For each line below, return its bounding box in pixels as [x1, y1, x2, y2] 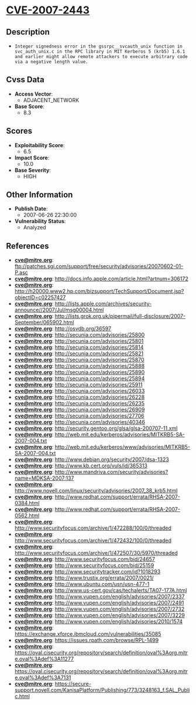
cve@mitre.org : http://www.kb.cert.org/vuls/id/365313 [14, 462, 148, 469]
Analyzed [23, 224, 46, 231]
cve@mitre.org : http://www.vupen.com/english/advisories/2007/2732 [14, 605, 185, 613]
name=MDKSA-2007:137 [14, 474, 74, 482]
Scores [6, 126, 33, 136]
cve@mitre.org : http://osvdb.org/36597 [14, 325, 112, 332]
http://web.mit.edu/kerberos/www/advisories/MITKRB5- [54, 443, 191, 450]
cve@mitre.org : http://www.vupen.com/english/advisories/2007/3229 [14, 612, 185, 619]
